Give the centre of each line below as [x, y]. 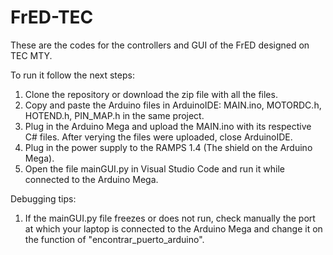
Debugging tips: [43, 198]
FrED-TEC [52, 17]
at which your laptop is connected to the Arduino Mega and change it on [173, 228]
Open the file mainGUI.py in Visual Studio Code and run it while [154, 168]
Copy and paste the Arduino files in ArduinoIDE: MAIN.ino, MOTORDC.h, [173, 105]
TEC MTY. [31, 55]
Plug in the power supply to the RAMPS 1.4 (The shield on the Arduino [168, 147]
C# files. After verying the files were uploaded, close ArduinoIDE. [158, 137]
